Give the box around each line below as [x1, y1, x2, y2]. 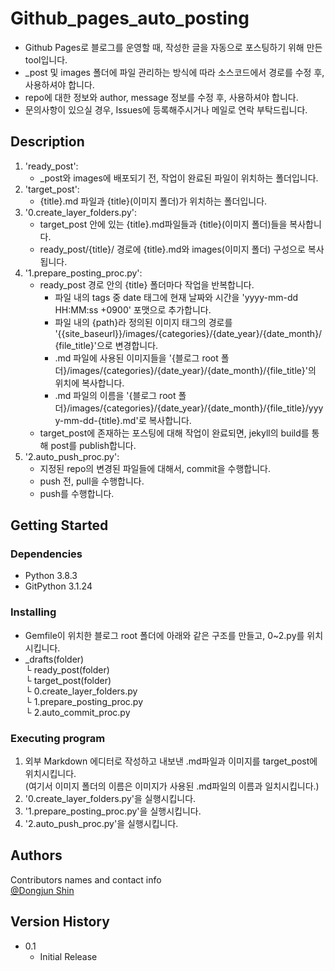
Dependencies [10, 547, 83, 561]
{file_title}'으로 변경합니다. [54, 339, 159, 351]
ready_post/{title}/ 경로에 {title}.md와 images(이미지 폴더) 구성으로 [39, 243, 306, 255]
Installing [10, 605, 57, 619]
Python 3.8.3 [24, 570, 78, 582]
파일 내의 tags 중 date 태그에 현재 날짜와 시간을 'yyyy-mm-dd [54, 291, 299, 303]
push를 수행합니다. [39, 487, 115, 499]
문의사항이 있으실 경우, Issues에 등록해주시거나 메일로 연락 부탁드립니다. [24, 103, 308, 116]
